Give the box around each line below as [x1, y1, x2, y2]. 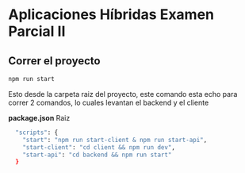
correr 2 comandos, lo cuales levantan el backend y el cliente [8, 98, 209, 107]
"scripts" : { [15, 129, 59, 136]
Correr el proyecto [8, 54, 101, 67]
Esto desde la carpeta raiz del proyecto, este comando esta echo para [8, 89, 238, 98]
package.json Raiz [8, 113, 71, 122]
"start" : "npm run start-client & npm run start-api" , [22, 136, 208, 144]
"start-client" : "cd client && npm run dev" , [22, 143, 176, 152]
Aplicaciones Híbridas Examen [8, 6, 214, 24]
